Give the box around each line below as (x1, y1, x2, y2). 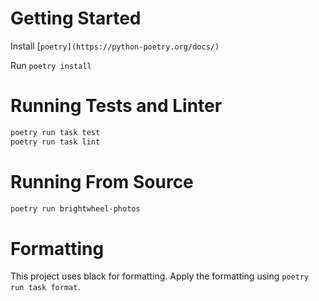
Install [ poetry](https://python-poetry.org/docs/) (10, 40, 220, 52)
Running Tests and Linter (10, 95, 223, 117)
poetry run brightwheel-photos (10, 203, 141, 214)
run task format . (10, 281, 81, 293)
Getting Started (10, 7, 142, 30)
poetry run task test (10, 127, 101, 137)
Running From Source (10, 170, 194, 193)
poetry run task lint (10, 137, 101, 147)
